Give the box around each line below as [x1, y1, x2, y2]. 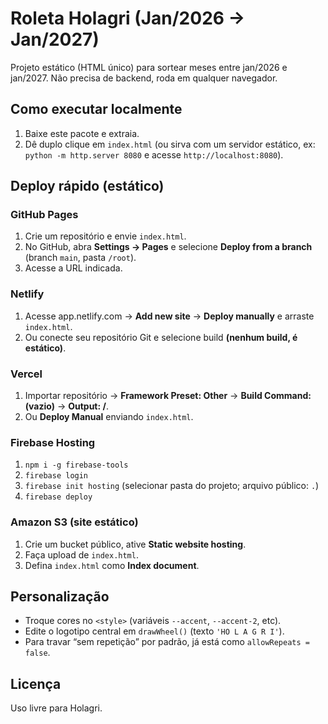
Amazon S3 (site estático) [10, 515, 139, 529]
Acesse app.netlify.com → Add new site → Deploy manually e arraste [24, 310, 315, 322]
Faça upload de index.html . [24, 548, 139, 561]
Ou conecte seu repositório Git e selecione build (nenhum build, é [24, 331, 298, 343]
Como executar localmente [10, 101, 183, 118]
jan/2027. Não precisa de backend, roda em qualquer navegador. [10, 72, 278, 84]
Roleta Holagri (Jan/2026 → [10, 7, 246, 30]
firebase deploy [24, 492, 93, 502]
